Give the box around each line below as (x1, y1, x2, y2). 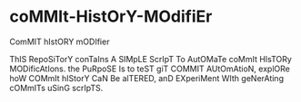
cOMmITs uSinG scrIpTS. (9, 82, 104, 93)
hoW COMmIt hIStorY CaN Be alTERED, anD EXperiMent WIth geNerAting (9, 72, 285, 83)
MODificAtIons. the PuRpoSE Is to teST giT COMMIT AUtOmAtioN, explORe (9, 63, 291, 74)
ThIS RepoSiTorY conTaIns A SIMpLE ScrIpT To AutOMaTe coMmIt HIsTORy (9, 53, 293, 64)
